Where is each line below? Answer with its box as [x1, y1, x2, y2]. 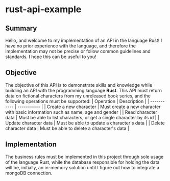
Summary [5, 24, 37, 33]
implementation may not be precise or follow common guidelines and [5, 48, 151, 54]
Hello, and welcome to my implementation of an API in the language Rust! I [5, 37, 162, 43]
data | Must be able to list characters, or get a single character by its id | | [5, 114, 160, 120]
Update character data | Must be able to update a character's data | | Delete [5, 120, 165, 126]
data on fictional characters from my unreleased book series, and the [5, 93, 151, 99]
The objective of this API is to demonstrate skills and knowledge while [5, 82, 153, 88]
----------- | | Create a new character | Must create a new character [17, 104, 161, 110]
